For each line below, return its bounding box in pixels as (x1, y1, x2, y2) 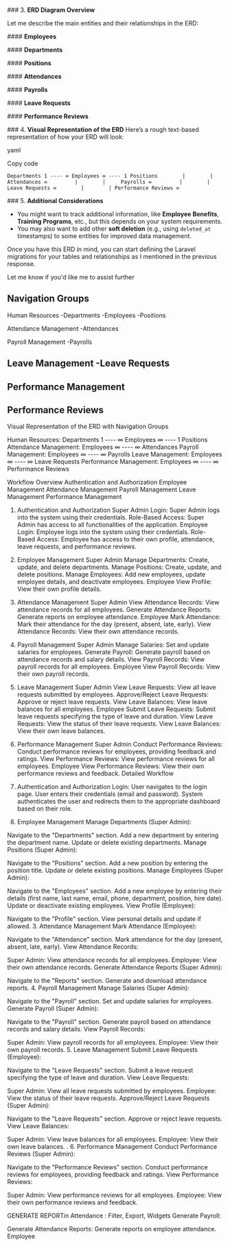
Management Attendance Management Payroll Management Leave (7, 485, 196, 493)
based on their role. (16, 804, 73, 813)
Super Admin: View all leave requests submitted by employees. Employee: (7, 1087, 216, 1095)
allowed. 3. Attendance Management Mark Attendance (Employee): (7, 922, 197, 931)
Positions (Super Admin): (7, 846, 78, 854)
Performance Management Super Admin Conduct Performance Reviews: (16, 741, 223, 749)
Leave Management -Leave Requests (7, 358, 170, 369)
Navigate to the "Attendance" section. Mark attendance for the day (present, (7, 935, 223, 944)
